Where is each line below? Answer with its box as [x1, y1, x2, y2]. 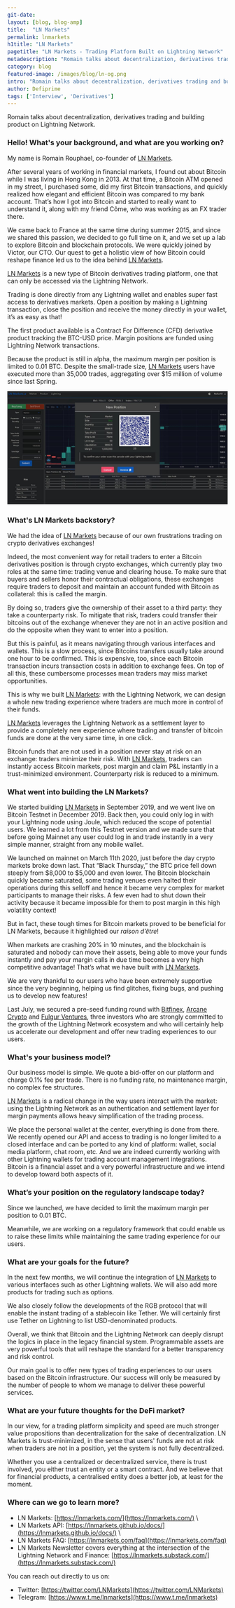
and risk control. [7, 1352, 55, 1360]
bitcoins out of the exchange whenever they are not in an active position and [7, 618, 228, 627]
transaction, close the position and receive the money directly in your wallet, [7, 305, 227, 314]
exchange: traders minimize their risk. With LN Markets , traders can [7, 754, 202, 763]
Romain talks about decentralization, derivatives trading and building [7, 113, 205, 121]
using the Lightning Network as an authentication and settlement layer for [7, 1104, 220, 1113]
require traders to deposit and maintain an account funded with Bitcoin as [7, 582, 220, 591]
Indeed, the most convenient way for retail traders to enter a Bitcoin [7, 552, 202, 561]
